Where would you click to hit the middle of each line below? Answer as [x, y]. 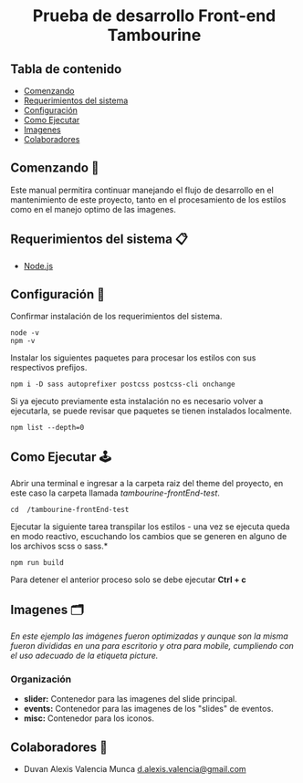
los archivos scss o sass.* [59, 546]
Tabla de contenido [66, 69]
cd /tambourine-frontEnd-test [70, 510]
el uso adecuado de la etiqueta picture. [84, 656]
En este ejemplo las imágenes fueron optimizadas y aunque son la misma [149, 636]
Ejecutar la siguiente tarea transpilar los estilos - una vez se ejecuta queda [150, 527]
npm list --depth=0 [47, 428]
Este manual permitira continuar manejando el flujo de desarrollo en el [142, 190]
